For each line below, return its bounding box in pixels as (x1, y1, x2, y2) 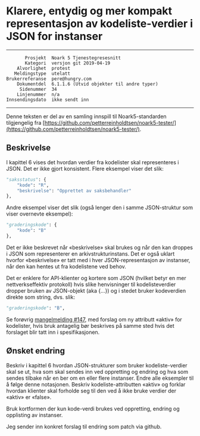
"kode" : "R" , (17, 182, 49, 188)
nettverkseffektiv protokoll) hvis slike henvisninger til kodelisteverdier (6, 281, 176, 288)
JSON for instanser (6, 30, 103, 43)
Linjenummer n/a (17, 91, 60, 97)
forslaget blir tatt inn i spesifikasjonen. (6, 328, 100, 336)
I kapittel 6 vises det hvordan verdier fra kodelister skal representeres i (6, 158, 179, 165)
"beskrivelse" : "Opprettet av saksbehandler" (17, 188, 132, 194)
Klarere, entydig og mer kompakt (6, 4, 173, 18)
